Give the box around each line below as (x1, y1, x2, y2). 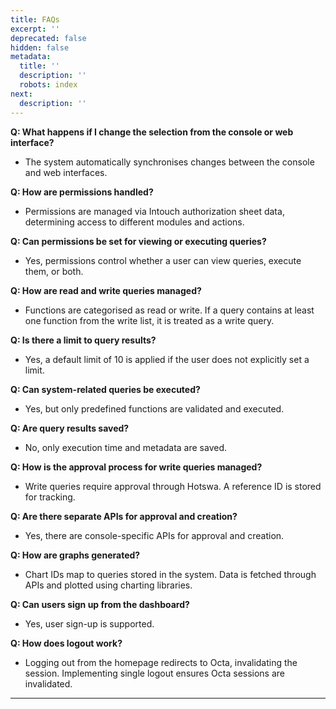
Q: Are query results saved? (10, 422, 130, 434)
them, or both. (24, 265, 84, 277)
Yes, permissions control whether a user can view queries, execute (24, 254, 302, 266)
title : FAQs (10, 14, 60, 25)
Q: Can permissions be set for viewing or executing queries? (10, 235, 267, 247)
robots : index (19, 80, 78, 90)
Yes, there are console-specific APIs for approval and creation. (24, 529, 285, 541)
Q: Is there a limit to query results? (10, 334, 157, 346)
